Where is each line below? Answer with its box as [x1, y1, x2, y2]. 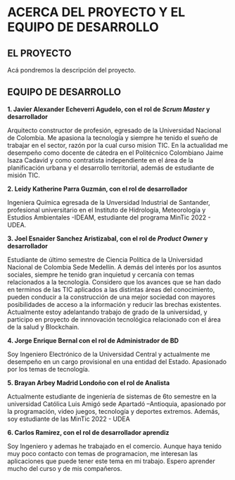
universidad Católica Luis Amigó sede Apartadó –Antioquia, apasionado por [7, 399, 227, 408]
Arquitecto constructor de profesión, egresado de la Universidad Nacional [7, 126, 222, 134]
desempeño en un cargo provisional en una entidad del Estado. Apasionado [7, 357, 227, 366]
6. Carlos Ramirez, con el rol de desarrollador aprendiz [7, 428, 170, 436]
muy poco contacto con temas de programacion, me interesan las [7, 449, 198, 457]
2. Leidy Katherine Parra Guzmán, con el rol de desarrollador [7, 184, 188, 193]
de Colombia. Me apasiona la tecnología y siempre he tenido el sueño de [7, 133, 218, 141]
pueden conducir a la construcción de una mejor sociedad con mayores [7, 293, 216, 301]
